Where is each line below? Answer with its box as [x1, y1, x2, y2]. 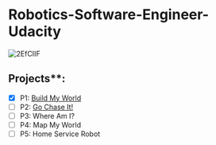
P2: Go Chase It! [19, 102, 74, 112]
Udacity [8, 22, 62, 41]
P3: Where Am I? [19, 111, 75, 120]
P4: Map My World [19, 120, 82, 129]
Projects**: [8, 72, 66, 85]
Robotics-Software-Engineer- [8, 6, 209, 24]
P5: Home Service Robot [19, 129, 101, 139]
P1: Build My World [19, 93, 82, 103]
